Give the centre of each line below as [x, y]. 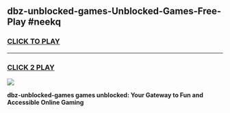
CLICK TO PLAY [34, 42]
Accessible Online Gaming [46, 102]
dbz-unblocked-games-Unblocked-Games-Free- [114, 11]
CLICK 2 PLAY [31, 67]
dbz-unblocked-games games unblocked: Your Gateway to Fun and [105, 95]
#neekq [44, 22]
